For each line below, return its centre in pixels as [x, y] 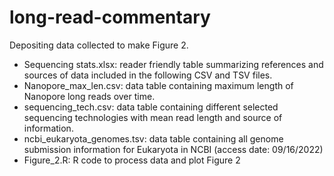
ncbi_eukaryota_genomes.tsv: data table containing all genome [153, 138]
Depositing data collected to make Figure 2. [99, 45]
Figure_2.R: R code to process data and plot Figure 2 [132, 160]
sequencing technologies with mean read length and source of [153, 117]
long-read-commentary [110, 17]
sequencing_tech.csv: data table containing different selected [151, 107]
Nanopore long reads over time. [89, 96]
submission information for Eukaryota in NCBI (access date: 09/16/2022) [173, 149]
